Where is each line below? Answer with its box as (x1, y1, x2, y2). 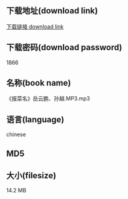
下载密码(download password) (6, 42, 123, 53)
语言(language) (6, 114, 65, 125)
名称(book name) (6, 78, 71, 88)
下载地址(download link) (6, 5, 98, 16)
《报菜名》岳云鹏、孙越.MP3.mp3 (6, 95, 91, 102)
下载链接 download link (6, 23, 64, 30)
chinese (6, 131, 26, 138)
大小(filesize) (6, 171, 56, 181)
